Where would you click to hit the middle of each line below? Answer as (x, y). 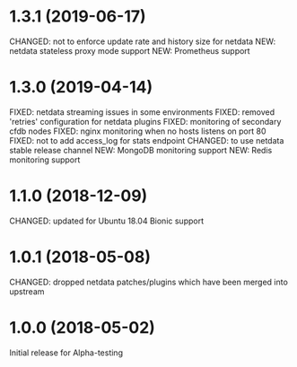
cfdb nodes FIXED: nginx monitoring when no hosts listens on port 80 (138, 131)
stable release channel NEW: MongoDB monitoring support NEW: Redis (141, 150)
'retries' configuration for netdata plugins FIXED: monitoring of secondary (145, 121)
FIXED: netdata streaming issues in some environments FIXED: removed (142, 112)
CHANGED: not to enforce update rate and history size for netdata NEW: (143, 41)
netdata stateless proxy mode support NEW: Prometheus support (130, 50)
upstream (27, 291)
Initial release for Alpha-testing (66, 353)
